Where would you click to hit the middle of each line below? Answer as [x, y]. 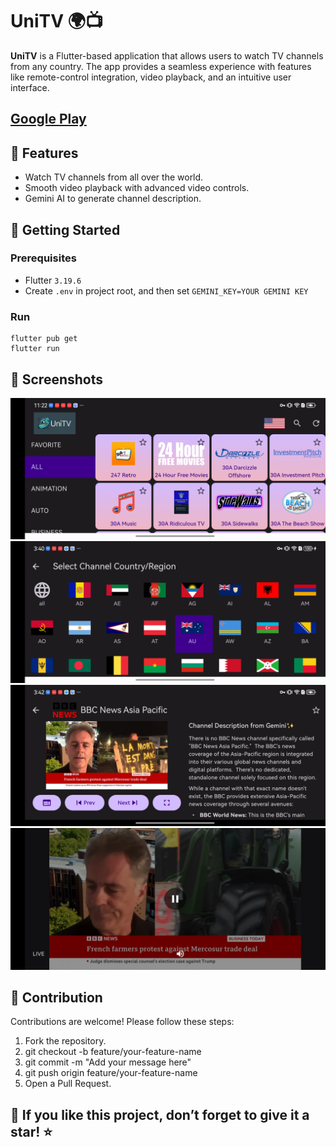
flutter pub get [44, 339]
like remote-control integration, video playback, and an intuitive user [151, 77]
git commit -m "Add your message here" [108, 1062]
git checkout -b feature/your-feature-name [113, 1052]
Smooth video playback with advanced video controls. [137, 188]
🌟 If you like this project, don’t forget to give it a [160, 1114]
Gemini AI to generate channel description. [113, 199]
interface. [30, 87]
